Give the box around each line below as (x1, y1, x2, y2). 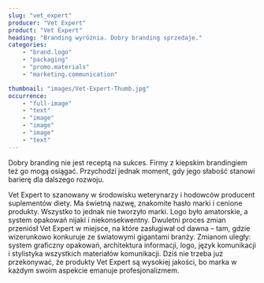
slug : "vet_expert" (8, 11, 73, 20)
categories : (8, 41, 47, 49)
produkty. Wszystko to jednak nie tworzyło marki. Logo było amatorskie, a (8, 206, 248, 216)
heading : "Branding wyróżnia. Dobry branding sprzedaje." (8, 33, 203, 42)
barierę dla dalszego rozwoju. (8, 175, 105, 184)
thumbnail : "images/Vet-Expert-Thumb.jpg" (8, 85, 150, 92)
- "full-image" (22, 100, 73, 108)
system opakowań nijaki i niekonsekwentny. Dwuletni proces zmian (8, 215, 226, 225)
